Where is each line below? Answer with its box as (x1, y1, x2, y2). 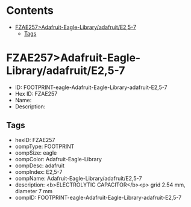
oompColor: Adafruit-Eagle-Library (14, 155, 102, 162)
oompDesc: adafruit (14, 162, 65, 169)
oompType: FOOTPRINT (14, 143, 75, 150)
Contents (6, 4, 54, 17)
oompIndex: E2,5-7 (14, 168, 63, 175)
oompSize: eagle (14, 149, 57, 156)
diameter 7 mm (14, 187, 53, 194)
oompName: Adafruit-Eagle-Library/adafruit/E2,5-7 (14, 175, 142, 182)
